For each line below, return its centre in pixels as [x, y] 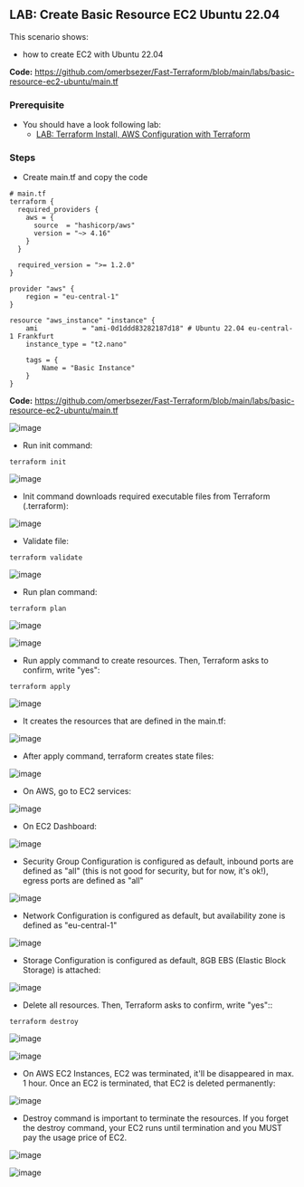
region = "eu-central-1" [72, 297]
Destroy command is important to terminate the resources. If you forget [156, 1118]
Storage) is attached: [62, 970]
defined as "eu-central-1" [70, 925]
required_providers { [58, 210]
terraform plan [38, 609]
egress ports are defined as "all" [83, 881]
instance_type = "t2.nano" [76, 345]
